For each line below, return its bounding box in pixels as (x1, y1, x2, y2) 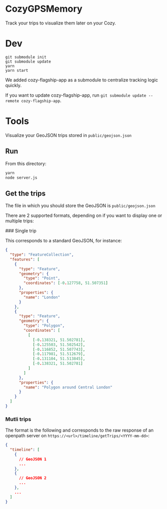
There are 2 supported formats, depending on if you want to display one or (5, 212, 162, 219)
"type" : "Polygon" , (23, 323, 65, 328)
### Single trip (5, 228, 37, 234)
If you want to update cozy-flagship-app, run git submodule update (5, 92, 147, 98)
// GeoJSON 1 (18, 457, 47, 462)
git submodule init (5, 54, 47, 60)
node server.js (5, 175, 38, 180)
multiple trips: (5, 218, 34, 224)
